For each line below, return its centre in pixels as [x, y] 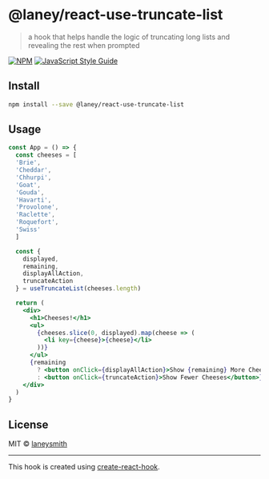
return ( [30, 303]
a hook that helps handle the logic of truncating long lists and [129, 37]
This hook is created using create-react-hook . [84, 467]
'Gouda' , [30, 192]
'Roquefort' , [37, 222]
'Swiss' [28, 230]
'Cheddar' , [34, 170]
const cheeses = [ [46, 155]
